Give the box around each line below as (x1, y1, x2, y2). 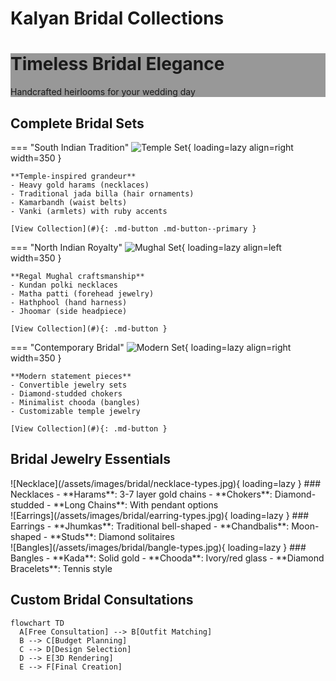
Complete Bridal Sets (10, 115, 145, 132)
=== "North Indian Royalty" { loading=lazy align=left (10, 241, 282, 253)
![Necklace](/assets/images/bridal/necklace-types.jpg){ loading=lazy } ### (10, 477, 322, 489)
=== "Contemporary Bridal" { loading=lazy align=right (10, 341, 292, 353)
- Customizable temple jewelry (10, 406, 141, 416)
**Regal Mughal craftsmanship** (10, 271, 145, 281)
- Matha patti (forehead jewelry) (10, 288, 155, 299)
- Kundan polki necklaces (10, 280, 118, 290)
